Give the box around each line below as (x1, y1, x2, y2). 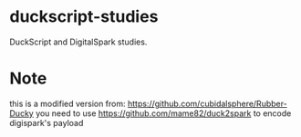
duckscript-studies (9, 6, 159, 27)
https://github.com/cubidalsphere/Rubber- (127, 98, 287, 109)
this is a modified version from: (9, 98, 126, 109)
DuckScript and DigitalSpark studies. (9, 36, 148, 47)
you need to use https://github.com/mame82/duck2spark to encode (35, 107, 292, 119)
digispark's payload (9, 117, 84, 128)
